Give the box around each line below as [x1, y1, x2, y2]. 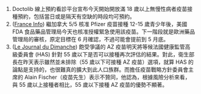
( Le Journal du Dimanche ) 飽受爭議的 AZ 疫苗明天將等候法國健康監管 [12, 43, 185, 50]
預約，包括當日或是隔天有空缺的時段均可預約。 [17, 13, 135, 20]
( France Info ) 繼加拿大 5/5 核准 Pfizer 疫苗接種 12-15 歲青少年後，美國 [12, 21, 188, 27]
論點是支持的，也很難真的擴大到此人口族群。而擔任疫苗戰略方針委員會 [12, 66, 189, 73]
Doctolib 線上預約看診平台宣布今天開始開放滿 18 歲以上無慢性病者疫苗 [12, 5, 188, 12]
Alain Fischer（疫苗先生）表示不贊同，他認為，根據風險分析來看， [24, 73, 191, 81]
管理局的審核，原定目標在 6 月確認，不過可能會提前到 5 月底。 [12, 36, 169, 42]
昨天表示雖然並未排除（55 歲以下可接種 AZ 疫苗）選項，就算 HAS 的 [23, 58, 194, 65]
